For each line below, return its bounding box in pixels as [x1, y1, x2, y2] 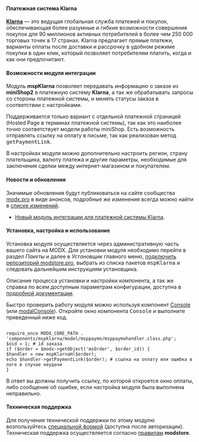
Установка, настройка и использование [6, 227, 110, 234]
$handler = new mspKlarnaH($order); [6, 351, 97, 357]
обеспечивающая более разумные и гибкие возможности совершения [6, 24, 188, 31]
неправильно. [6, 390, 42, 397]
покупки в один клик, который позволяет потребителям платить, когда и [6, 49, 192, 56]
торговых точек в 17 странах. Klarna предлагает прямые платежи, [6, 37, 174, 44]
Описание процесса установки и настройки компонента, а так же [6, 277, 174, 284]
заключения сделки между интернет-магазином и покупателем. [6, 162, 171, 169]
